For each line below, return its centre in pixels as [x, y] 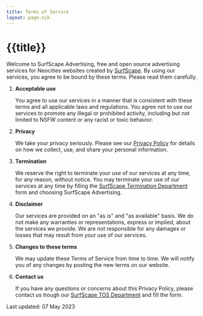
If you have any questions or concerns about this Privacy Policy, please [104, 289]
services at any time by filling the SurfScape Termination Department [101, 186]
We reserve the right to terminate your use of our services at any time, [103, 173]
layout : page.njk [28, 18]
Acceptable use [35, 89]
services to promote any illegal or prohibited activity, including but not [102, 113]
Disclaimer [29, 204]
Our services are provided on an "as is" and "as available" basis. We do [104, 216]
